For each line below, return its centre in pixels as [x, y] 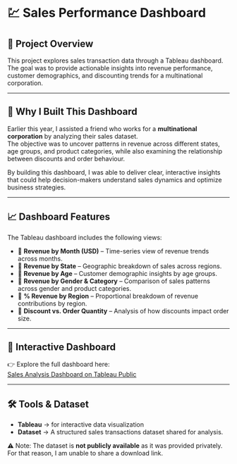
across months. [40, 258]
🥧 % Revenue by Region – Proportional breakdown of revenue [108, 296]
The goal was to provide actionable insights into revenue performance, [110, 68]
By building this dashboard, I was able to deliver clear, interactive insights [114, 172]
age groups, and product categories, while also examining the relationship [115, 151]
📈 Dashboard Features [59, 217]
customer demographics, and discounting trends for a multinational [105, 75]
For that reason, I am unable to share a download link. [85, 453]
